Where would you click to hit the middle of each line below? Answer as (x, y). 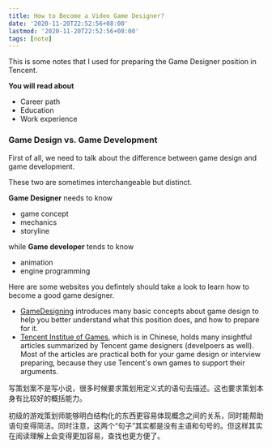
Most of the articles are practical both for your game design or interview (140, 354)
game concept (44, 213)
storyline (35, 230)
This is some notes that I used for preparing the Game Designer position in (132, 62)
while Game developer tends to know (71, 246)
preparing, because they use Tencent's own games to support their (132, 363)
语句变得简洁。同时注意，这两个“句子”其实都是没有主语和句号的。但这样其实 (136, 425)
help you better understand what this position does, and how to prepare (140, 319)
